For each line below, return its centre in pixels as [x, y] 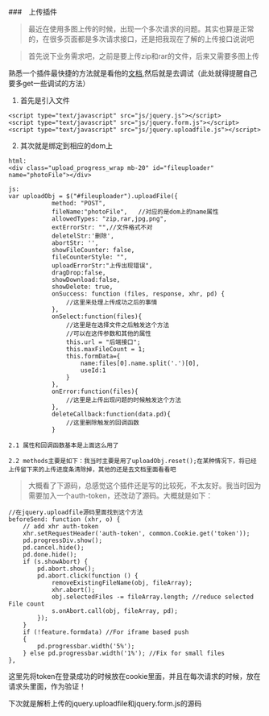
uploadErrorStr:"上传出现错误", [102, 266]
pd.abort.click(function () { [88, 576]
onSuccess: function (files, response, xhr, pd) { [138, 294]
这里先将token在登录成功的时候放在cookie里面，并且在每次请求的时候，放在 [134, 676]
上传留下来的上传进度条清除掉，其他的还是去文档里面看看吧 [92, 470]
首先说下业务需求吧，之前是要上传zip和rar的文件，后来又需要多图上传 [143, 56]
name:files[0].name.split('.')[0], [140, 363]
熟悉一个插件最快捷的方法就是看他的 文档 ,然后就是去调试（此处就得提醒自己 [133, 73]
